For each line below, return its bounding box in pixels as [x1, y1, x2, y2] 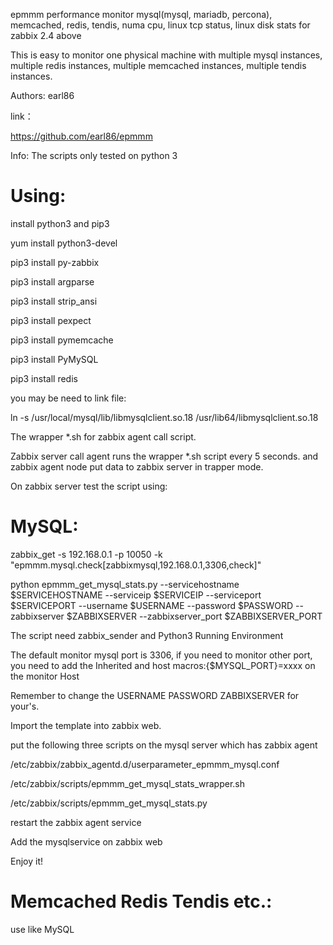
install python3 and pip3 [10, 217, 110, 229]
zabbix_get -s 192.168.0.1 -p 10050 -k [10, 548, 163, 560]
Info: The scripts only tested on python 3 [10, 150, 178, 161]
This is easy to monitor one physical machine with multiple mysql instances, [10, 49, 323, 61]
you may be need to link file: [10, 392, 127, 404]
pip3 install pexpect [10, 314, 92, 326]
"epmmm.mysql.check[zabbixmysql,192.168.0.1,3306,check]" [10, 559, 262, 571]
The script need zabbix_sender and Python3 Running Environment [10, 629, 284, 641]
